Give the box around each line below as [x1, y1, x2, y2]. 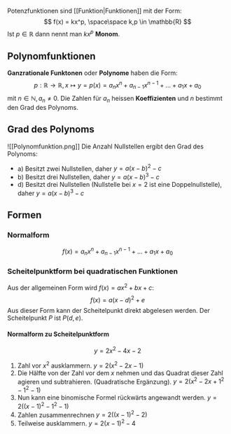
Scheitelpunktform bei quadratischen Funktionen [7, 266, 178, 276]
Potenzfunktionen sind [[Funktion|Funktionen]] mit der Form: [7, 7, 182, 15]
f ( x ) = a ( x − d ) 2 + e [90, 294, 146, 304]
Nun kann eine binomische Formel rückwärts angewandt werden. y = [17, 393, 217, 402]
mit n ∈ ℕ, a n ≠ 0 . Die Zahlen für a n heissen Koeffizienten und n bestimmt [7, 94, 223, 104]
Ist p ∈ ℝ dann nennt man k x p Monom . [7, 29, 120, 38]
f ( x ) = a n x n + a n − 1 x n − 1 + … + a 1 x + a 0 [62, 246, 174, 257]
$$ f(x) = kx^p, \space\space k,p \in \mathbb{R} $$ [43, 17, 192, 26]
